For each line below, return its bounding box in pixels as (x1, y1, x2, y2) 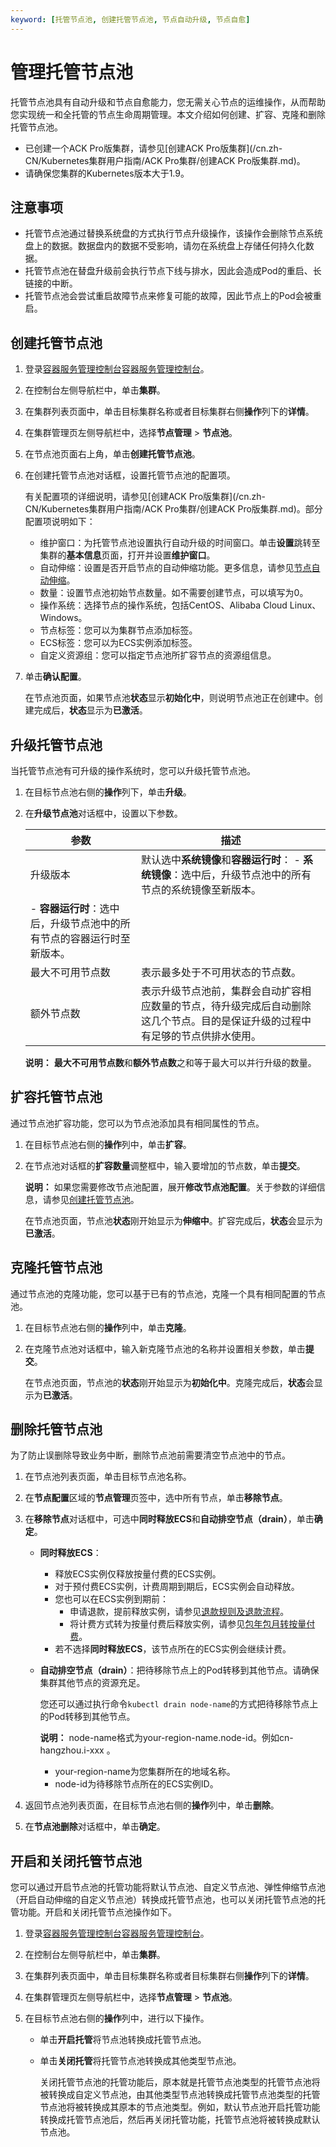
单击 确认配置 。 (24, 671, 87, 683)
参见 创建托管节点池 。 (51, 1193, 140, 1205)
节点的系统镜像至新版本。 (141, 883, 262, 896)
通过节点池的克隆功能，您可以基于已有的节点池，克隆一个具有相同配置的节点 (10, 1287, 326, 1300)
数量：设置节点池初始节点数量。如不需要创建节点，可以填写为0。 (39, 587, 309, 599)
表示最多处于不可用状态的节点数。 (141, 966, 302, 979)
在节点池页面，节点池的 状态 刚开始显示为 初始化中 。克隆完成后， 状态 (24, 1376, 306, 1388)
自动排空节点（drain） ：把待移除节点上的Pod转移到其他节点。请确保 (39, 1664, 320, 1676)
